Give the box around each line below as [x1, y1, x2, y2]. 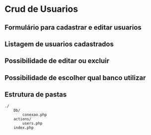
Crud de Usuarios [4, 3, 78, 15]
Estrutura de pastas [4, 90, 67, 99]
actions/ [13, 116, 32, 122]
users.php [22, 121, 43, 126]
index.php [13, 125, 34, 130]
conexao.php [22, 112, 48, 117]
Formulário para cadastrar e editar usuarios [4, 23, 142, 32]
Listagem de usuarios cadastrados [4, 40, 114, 48]
